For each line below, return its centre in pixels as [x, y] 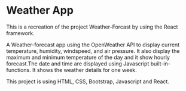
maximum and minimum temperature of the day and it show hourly [88, 57]
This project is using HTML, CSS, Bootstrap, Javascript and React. [88, 81]
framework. [20, 33]
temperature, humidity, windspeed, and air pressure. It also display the [93, 51]
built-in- [160, 64]
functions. [19, 70]
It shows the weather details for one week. [85, 70]
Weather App [40, 10]
